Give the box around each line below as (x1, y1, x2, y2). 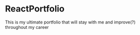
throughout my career (5, 24, 49, 30)
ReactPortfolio (5, 3, 65, 14)
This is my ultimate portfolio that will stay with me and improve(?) (5, 19, 136, 25)
